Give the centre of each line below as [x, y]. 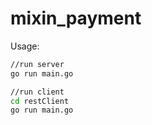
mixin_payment [76, 18]
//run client [37, 92]
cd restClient [40, 101]
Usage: [25, 46]
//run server [37, 64]
